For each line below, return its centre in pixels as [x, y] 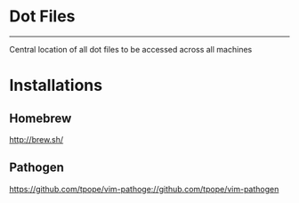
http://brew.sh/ [36, 139]
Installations [56, 85]
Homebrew [40, 118]
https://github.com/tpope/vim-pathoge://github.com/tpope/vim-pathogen [144, 189]
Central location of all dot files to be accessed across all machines [131, 49]
